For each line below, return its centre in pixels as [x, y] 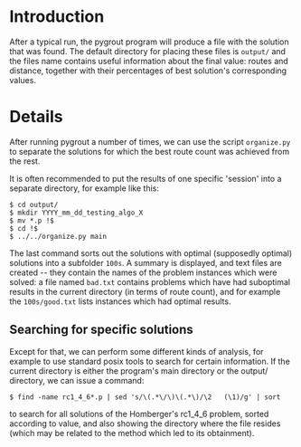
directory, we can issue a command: [77, 380]
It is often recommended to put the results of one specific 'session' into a [146, 178]
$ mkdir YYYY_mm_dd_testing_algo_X [76, 213]
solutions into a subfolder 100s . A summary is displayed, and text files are [146, 262]
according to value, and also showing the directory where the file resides [145, 423]
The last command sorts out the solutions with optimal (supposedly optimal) [151, 253]
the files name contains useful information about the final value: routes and [149, 61]
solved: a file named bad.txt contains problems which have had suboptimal [150, 281]
